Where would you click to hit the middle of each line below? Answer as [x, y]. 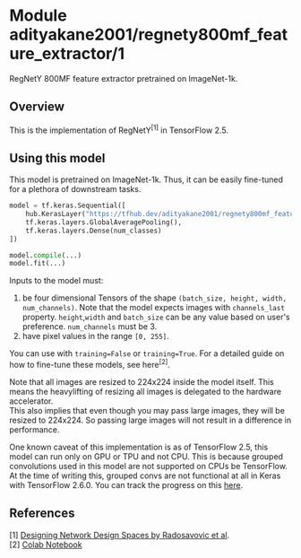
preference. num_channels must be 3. [90, 327]
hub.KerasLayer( [56, 214]
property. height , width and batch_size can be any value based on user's [156, 317]
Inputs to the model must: [56, 281]
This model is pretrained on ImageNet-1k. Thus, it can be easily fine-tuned [146, 179]
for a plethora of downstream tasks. [75, 189]
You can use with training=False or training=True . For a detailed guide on [147, 353]
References [42, 514]
